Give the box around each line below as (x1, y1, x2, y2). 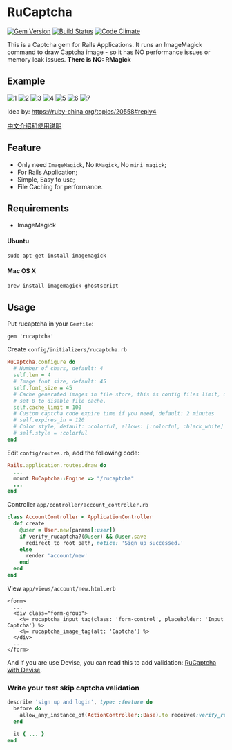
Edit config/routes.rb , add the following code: (7, 448, 140, 457)
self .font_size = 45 (13, 384, 72, 392)
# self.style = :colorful (13, 430, 88, 437)
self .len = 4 (13, 372, 51, 378)
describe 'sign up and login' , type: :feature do (7, 699, 153, 706)
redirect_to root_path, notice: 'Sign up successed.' (25, 539, 184, 546)
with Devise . (7, 665, 43, 674)
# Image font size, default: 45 (13, 378, 107, 385)
